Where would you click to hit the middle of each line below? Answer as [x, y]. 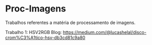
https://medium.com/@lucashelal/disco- [105, 32]
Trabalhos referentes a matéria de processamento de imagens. [70, 22]
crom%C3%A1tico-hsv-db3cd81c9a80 [45, 37]
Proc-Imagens [36, 9]
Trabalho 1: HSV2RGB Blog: [33, 32]
